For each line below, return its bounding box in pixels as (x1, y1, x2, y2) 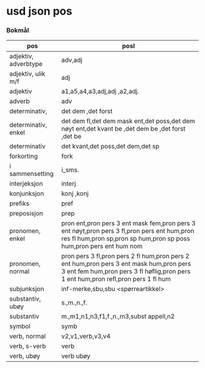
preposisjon (9, 209, 43, 218)
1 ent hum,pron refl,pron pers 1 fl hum (61, 275, 171, 283)
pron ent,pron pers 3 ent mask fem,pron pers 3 (61, 219, 196, 228)
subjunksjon (9, 285, 45, 294)
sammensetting (9, 170, 54, 178)
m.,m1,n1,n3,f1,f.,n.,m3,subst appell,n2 (61, 312, 175, 321)
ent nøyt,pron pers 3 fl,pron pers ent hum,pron (61, 227, 195, 236)
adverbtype (9, 60, 43, 68)
